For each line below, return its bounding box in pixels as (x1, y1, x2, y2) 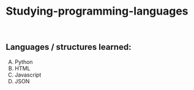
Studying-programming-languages (6, 4, 188, 18)
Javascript (14, 71, 42, 78)
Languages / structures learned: (6, 42, 132, 52)
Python (14, 58, 33, 65)
